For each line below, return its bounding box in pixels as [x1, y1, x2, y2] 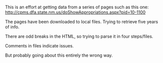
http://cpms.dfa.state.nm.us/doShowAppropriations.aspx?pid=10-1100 [5, 9, 146, 15]
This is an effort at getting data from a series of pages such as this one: [5, 4, 149, 10]
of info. [5, 24, 20, 30]
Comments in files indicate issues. [5, 43, 74, 48]
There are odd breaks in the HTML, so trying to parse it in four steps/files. [5, 34, 154, 39]
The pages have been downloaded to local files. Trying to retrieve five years [5, 19, 159, 24]
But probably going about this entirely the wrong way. [5, 52, 113, 58]
